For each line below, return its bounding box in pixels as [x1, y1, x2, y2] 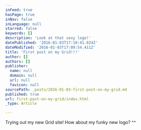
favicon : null [10, 82, 39, 87]
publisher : [5, 63, 28, 69]
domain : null [10, 73, 37, 78]
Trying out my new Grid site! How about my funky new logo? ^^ [5, 119, 136, 125]
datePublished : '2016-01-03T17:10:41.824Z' [5, 40, 98, 45]
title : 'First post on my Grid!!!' [5, 49, 80, 54]
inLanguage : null [5, 21, 42, 27]
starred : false [5, 26, 37, 31]
